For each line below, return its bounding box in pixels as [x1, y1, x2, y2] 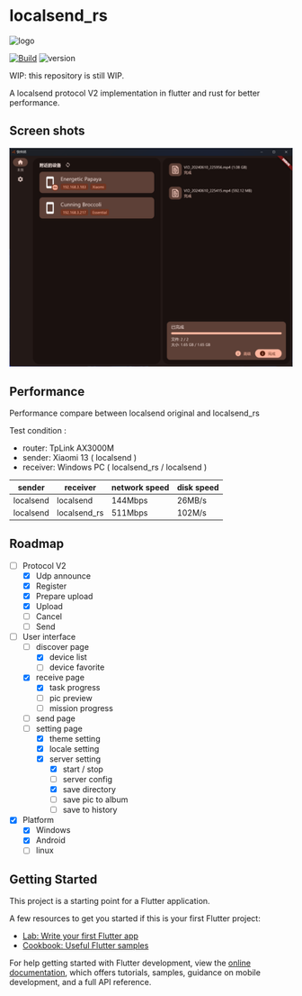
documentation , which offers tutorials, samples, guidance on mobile [9, 967, 261, 978]
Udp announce [35, 570, 92, 581]
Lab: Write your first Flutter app [22, 930, 139, 942]
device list [49, 652, 87, 662]
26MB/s [176, 495, 207, 506]
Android [35, 835, 66, 845]
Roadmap [9, 536, 65, 552]
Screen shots [9, 123, 85, 139]
